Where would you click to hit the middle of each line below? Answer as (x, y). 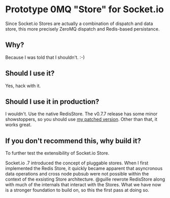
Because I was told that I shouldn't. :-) (45, 57)
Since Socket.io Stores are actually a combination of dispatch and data (79, 23)
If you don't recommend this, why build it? (73, 141)
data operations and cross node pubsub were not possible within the (77, 174)
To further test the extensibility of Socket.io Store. (57, 153)
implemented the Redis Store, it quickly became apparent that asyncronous (84, 168)
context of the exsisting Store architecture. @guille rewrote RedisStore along (85, 179)
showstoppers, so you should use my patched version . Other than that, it (81, 119)
